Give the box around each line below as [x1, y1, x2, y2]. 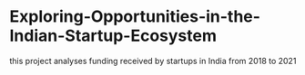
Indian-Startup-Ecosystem [9, 25, 217, 46]
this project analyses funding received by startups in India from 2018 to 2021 [9, 55, 297, 66]
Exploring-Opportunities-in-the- [9, 6, 261, 27]
